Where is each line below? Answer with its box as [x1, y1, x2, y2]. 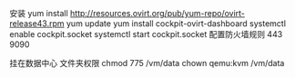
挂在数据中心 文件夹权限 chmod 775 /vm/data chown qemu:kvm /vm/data [9, 58, 285, 68]
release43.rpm [9, 18, 66, 29]
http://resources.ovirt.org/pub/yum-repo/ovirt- [69, 8, 246, 18]
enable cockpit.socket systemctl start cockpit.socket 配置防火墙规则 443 [9, 29, 283, 39]
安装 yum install [9, 8, 68, 18]
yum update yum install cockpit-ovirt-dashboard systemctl [66, 18, 287, 29]
